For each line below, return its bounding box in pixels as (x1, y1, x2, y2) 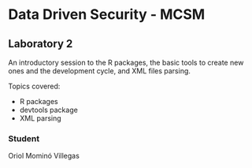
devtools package (19, 105, 79, 114)
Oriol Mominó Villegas (8, 151, 80, 161)
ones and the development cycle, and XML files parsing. (8, 66, 191, 76)
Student (8, 133, 40, 144)
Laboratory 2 (8, 37, 73, 50)
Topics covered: (8, 81, 61, 91)
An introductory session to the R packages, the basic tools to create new (8, 58, 244, 67)
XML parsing (19, 114, 61, 123)
